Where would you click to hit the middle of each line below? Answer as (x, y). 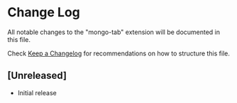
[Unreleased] (37, 76)
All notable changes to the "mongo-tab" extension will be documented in (114, 32)
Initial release (37, 92)
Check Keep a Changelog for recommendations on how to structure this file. (119, 53)
